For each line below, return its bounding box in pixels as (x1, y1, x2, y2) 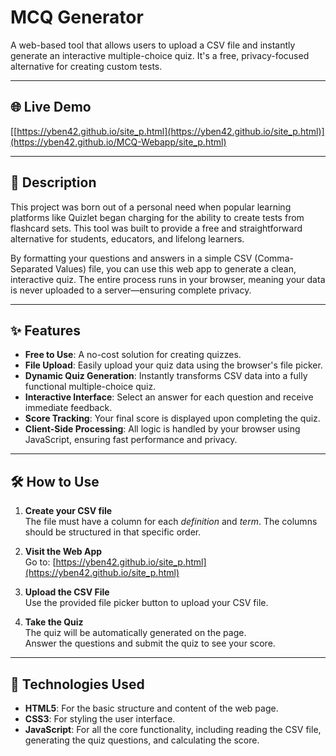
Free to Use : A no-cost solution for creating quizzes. (24, 349, 242, 361)
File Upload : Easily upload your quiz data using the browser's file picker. (24, 359, 323, 371)
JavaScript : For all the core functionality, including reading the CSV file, (24, 724, 322, 735)
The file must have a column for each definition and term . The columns (24, 516, 318, 528)
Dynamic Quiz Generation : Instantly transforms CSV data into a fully (24, 370, 308, 382)
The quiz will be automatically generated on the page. (24, 627, 247, 639)
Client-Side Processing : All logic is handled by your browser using (24, 423, 301, 435)
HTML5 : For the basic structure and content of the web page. (24, 702, 279, 714)
